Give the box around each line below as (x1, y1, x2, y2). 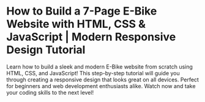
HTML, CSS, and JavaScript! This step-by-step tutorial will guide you (6, 69, 181, 76)
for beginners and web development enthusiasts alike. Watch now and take (6, 82, 196, 89)
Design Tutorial (6, 43, 86, 57)
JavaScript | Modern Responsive (6, 30, 176, 44)
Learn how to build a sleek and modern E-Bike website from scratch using (6, 63, 193, 70)
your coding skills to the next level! (6, 89, 94, 96)
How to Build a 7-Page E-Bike (6, 4, 157, 18)
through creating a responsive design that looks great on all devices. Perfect (6, 76, 199, 83)
